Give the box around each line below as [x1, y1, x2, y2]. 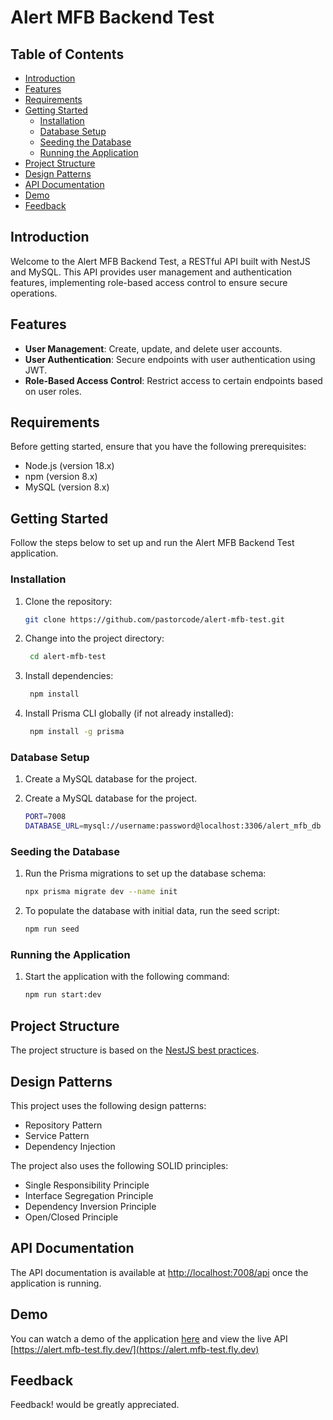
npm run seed [24, 924, 80, 935]
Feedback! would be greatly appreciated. [10, 1399, 180, 1411]
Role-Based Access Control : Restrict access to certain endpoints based [24, 374, 323, 386]
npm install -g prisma [29, 727, 125, 737]
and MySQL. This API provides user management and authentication [10, 266, 293, 278]
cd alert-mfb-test [29, 652, 107, 662]
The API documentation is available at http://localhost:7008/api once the [10, 1266, 309, 1278]
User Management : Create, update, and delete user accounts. [24, 342, 283, 355]
